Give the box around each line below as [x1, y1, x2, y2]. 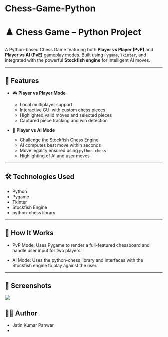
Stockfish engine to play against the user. [12, 262, 98, 268]
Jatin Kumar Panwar [12, 322, 54, 328]
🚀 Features [5, 76, 39, 85]
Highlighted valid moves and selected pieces [19, 112, 112, 118]
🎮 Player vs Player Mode [12, 90, 66, 96]
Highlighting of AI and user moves [19, 153, 90, 159]
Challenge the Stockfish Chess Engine [19, 137, 99, 143]
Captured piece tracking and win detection [19, 117, 108, 123]
